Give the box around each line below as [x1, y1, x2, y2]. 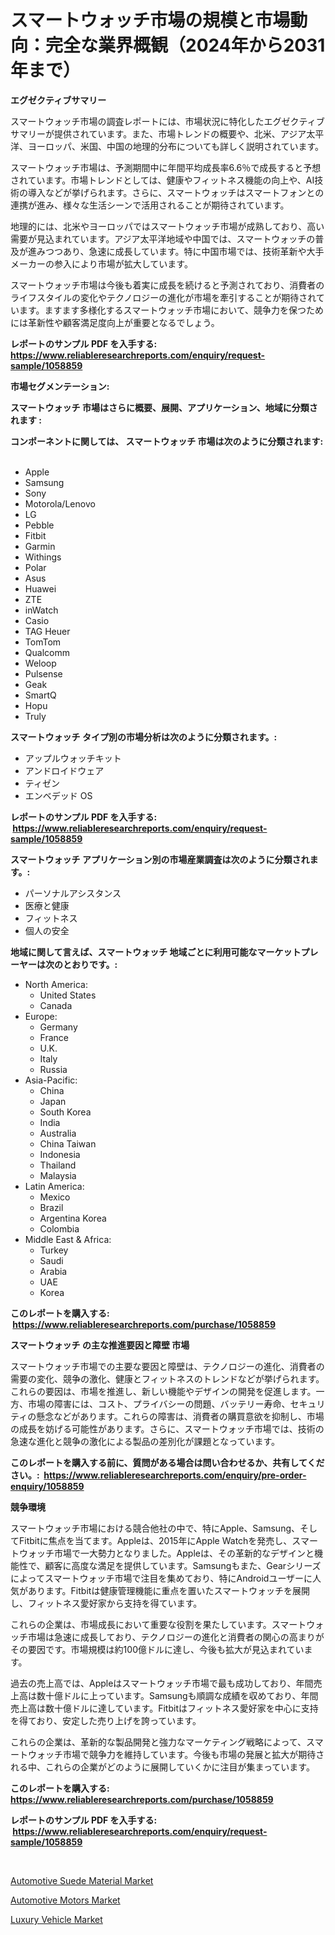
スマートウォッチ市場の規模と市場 [10, 9, 291, 32]
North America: [24, 978, 88, 990]
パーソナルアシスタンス [24, 887, 122, 899]
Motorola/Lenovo [24, 497, 96, 510]
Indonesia [39, 1148, 81, 1160]
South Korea [39, 1106, 92, 1118]
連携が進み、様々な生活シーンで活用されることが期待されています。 [10, 199, 290, 211]
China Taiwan [39, 1137, 97, 1150]
